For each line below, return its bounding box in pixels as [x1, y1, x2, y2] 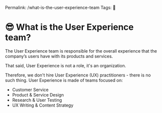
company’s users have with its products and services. [5, 53, 113, 59]
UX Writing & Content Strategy [12, 102, 74, 108]
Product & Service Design [12, 92, 64, 97]
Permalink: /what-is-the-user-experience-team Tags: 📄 [5, 5, 116, 10]
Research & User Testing [12, 97, 62, 103]
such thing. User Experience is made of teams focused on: [5, 77, 123, 83]
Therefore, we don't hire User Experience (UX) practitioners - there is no [5, 72, 151, 78]
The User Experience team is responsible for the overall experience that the [5, 48, 157, 54]
